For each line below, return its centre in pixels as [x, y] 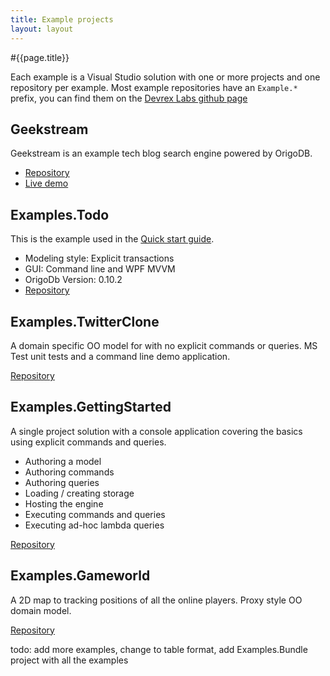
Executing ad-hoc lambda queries [94, 525]
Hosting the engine [64, 503]
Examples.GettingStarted [91, 407]
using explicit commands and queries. [88, 442]
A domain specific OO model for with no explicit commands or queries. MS [164, 345]
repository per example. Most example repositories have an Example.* [154, 87]
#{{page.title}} [40, 57]
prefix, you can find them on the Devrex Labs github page [129, 98]
